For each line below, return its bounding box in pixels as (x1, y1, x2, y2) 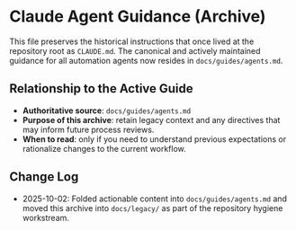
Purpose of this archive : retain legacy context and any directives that (22, 114, 281, 125)
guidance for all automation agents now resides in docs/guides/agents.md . (9, 55, 283, 66)
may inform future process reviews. (22, 124, 155, 135)
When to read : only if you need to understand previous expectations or (22, 133, 286, 145)
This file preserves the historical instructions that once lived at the (9, 36, 255, 47)
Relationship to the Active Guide (9, 81, 193, 96)
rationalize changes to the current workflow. (22, 143, 186, 154)
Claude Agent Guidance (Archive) (9, 6, 266, 27)
